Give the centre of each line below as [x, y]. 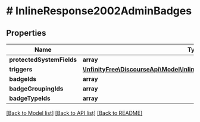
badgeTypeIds [30, 98]
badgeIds [23, 79]
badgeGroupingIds [36, 89]
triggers [21, 69]
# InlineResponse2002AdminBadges [99, 11]
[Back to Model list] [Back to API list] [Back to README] [74, 113]
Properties [26, 33]
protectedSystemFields [43, 60]
